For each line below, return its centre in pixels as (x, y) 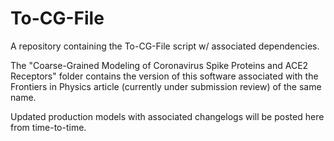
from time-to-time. (48, 127)
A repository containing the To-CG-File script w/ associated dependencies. (165, 46)
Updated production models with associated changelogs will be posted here (167, 116)
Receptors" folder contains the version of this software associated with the (164, 76)
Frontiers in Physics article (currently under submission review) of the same (166, 86)
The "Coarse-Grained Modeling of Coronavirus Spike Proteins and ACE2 (159, 65)
